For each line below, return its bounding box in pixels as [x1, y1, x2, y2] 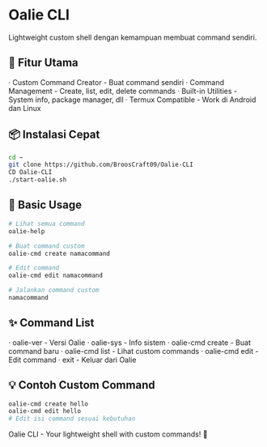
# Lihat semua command [8, 219, 85, 228]
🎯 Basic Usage [8, 198, 83, 212]
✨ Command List [8, 316, 95, 330]
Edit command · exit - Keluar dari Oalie [8, 355, 137, 364]
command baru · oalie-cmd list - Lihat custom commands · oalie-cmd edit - [8, 346, 259, 355]
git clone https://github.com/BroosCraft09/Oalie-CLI [8, 160, 194, 169]
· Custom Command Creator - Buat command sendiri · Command [8, 77, 225, 87]
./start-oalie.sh [8, 176, 67, 184]
